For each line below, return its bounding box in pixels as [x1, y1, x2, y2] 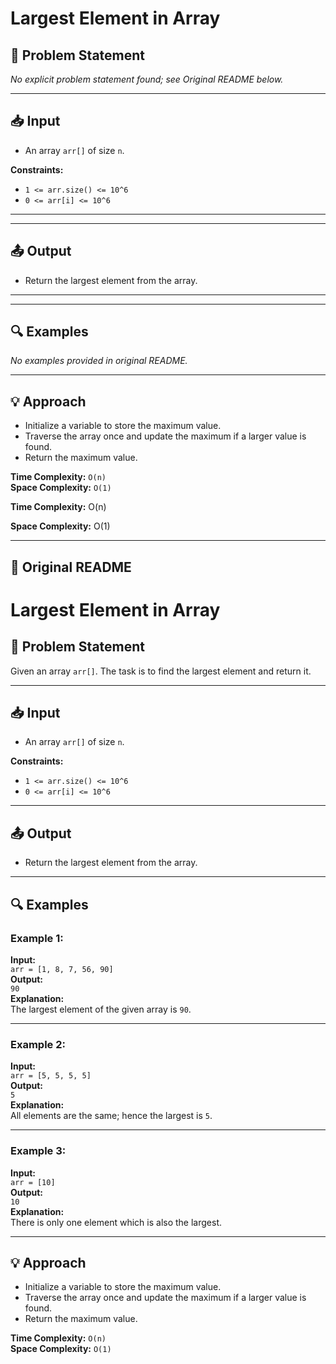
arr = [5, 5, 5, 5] [10, 1071, 92, 1081]
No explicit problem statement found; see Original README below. [10, 73, 284, 85]
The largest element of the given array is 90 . [10, 1003, 192, 1015]
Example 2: [10, 1037, 66, 1051]
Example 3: [10, 1144, 67, 1158]
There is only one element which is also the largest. [10, 1216, 222, 1228]
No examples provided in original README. [10, 355, 188, 367]
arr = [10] [10, 1177, 56, 1187]
